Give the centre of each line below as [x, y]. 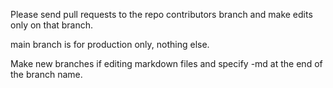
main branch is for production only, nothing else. [110, 44]
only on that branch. [52, 25]
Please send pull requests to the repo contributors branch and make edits [161, 14]
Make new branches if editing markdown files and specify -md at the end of [166, 63]
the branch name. [46, 74]
